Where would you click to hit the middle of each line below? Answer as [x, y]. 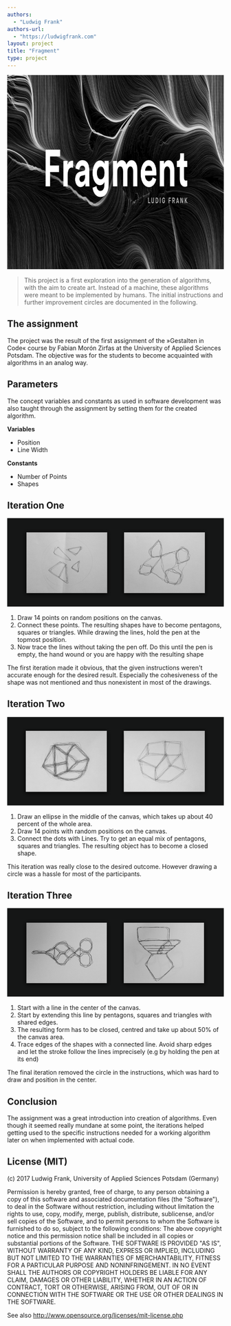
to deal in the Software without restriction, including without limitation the [111, 1206]
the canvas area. [41, 1037]
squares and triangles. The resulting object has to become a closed [112, 846]
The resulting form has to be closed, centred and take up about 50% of [118, 1030]
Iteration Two [36, 704]
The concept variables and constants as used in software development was [114, 401]
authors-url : [26, 29]
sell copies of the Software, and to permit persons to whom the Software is [113, 1221]
